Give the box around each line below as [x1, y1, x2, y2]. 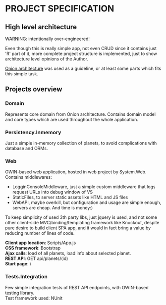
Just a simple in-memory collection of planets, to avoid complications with [5, 140, 157, 146]
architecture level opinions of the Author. [5, 56, 88, 62]
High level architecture [5, 23, 77, 31]
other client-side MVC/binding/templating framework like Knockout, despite [5, 220, 160, 226]
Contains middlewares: [5, 174, 52, 180]
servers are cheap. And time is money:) [12, 205, 93, 211]
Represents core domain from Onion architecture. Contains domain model [5, 111, 156, 117]
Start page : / [5, 261, 32, 267]
